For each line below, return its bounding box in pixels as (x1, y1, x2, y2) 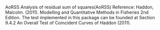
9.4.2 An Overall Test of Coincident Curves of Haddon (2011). (5, 20, 131, 26)
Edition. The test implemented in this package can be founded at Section (5, 15, 155, 20)
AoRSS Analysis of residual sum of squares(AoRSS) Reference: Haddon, (5, 4, 154, 10)
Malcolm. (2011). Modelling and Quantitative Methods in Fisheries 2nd (5, 9, 149, 15)
